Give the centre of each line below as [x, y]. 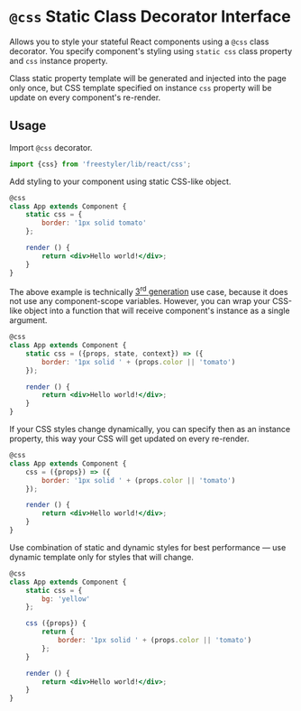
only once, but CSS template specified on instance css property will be [141, 88]
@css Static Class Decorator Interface [150, 17]
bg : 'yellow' [66, 599]
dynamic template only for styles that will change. [101, 557]
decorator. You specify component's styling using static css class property [151, 51]
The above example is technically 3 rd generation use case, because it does [149, 291]
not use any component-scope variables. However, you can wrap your [140, 301]
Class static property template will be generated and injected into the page [148, 78]
